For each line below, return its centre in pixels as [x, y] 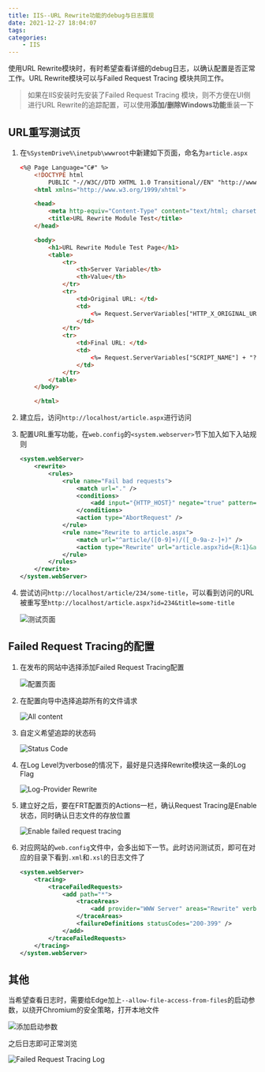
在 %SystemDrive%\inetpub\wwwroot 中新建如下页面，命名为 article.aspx [134, 152]
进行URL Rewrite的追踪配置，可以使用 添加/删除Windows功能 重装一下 [141, 105]
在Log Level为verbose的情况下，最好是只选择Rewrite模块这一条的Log [132, 765]
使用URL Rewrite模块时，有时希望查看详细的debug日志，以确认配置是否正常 [132, 69]
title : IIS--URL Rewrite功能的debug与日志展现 [81, 15]
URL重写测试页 [45, 132]
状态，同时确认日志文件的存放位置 [75, 815]
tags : [17, 30]
